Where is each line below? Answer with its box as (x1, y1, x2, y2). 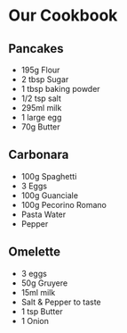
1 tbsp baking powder (20, 84, 100, 94)
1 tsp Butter (20, 305, 63, 317)
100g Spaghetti (20, 171, 77, 181)
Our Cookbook (8, 5, 118, 26)
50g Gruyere (20, 278, 68, 288)
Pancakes (8, 41, 64, 56)
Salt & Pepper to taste (20, 296, 101, 307)
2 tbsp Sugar (20, 74, 69, 85)
